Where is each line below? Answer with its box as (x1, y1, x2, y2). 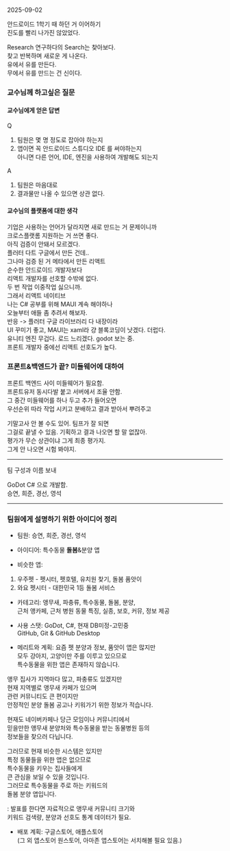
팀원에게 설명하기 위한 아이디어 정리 (7, 514, 118, 524)
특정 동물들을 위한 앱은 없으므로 (7, 755, 92, 764)
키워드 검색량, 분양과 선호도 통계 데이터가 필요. (7, 813, 131, 821)
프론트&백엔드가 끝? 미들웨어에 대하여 (7, 362, 125, 371)
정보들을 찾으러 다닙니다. (7, 732, 73, 741)
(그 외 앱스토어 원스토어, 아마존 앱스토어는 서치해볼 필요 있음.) (16, 836, 183, 844)
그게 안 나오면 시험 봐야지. (7, 445, 77, 453)
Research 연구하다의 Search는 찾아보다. (7, 43, 116, 51)
